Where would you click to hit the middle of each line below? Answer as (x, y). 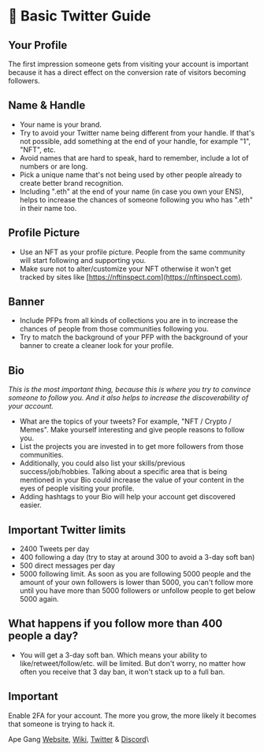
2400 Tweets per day (54, 549)
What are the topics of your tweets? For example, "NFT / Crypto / (125, 421)
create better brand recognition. (71, 183)
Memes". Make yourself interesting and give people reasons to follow (132, 430)
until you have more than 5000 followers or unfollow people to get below (138, 591)
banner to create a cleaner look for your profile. (97, 346)
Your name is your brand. (61, 124)
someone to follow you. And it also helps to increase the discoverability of (128, 398)
